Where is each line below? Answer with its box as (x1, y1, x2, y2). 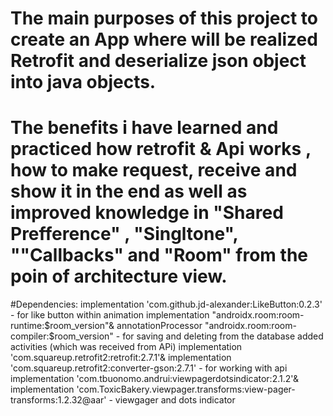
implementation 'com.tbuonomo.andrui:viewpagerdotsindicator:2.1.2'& (10, 373, 300, 385)
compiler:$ (10, 330, 55, 342)
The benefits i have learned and (10, 117, 279, 139)
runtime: (10, 320, 45, 332)
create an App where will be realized (10, 28, 318, 51)
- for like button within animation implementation (10, 309, 210, 321)
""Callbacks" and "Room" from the (10, 244, 308, 267)
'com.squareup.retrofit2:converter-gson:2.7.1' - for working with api (10, 362, 288, 374)
